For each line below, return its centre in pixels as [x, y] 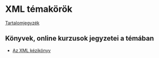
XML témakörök [39, 9]
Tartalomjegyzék [22, 23]
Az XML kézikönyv [31, 50]
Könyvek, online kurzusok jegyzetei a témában [79, 38]
